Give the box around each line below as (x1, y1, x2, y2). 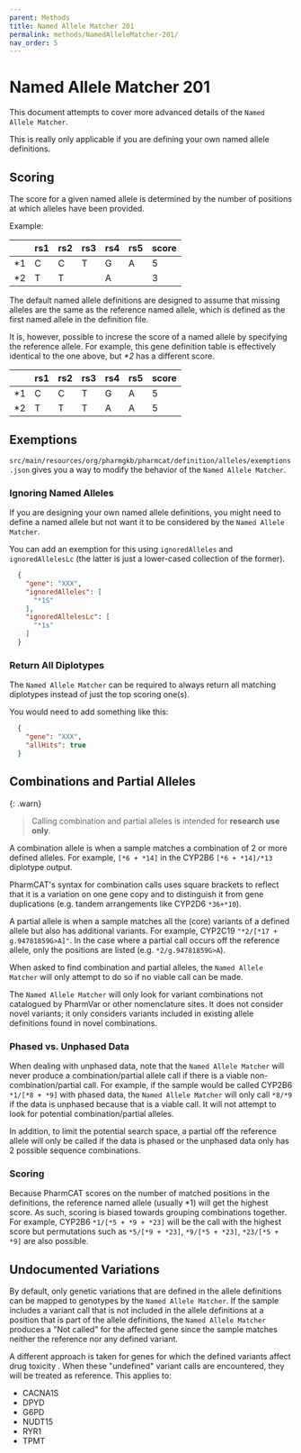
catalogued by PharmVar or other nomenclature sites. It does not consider (9, 998, 284, 1009)
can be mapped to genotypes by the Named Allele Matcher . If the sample (9, 1295, 279, 1306)
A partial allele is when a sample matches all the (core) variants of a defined (9, 915, 290, 926)
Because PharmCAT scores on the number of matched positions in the (9, 1188, 270, 1199)
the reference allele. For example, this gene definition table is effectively (9, 341, 277, 351)
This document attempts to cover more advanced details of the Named (9, 107, 265, 118)
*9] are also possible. (9, 1236, 89, 1247)
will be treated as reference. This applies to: (9, 1370, 173, 1381)
